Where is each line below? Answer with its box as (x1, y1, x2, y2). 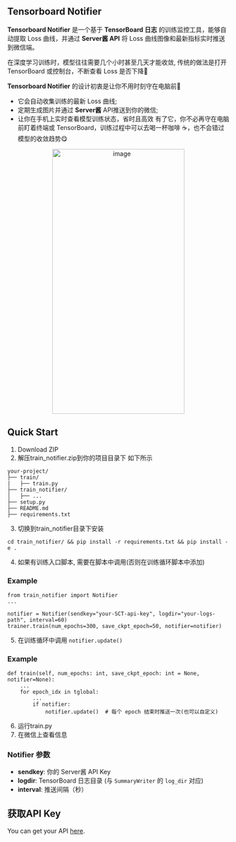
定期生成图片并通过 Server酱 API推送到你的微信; (17, 105, 159, 114)
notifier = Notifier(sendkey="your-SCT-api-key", (7, 610, 156, 617)
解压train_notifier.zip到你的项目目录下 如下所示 (17, 453, 153, 462)
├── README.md (7, 504, 49, 511)
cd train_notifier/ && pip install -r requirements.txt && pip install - (7, 538, 229, 545)
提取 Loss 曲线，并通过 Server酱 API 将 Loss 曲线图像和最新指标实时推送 (13, 34, 225, 42)
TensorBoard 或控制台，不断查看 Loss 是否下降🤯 (7, 66, 148, 75)
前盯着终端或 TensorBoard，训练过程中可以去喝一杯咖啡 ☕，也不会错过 (17, 123, 225, 131)
